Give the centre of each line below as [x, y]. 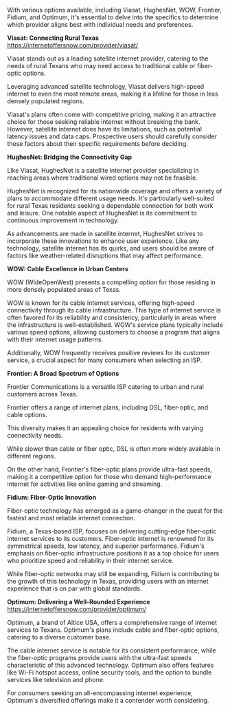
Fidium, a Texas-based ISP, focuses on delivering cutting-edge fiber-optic [112, 531]
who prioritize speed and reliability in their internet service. [90, 561]
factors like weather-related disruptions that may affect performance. [105, 255]
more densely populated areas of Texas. [64, 289]
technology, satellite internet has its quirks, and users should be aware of [111, 248]
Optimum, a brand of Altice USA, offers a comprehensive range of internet [112, 623]
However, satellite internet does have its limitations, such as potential [105, 129]
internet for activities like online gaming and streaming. [85, 484]
